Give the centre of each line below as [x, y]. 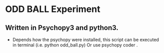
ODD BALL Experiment [53, 9]
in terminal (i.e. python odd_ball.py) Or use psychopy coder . [75, 45]
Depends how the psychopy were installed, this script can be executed [86, 39]
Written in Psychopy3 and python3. [62, 28]
